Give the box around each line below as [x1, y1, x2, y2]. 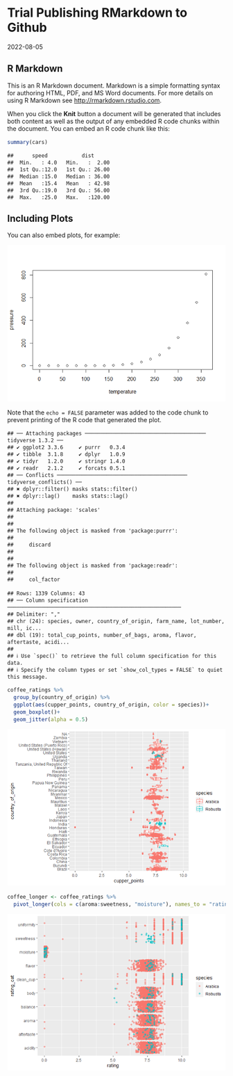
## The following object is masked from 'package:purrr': [7, 527, 178, 535]
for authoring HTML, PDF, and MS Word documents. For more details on [7, 88, 214, 97]
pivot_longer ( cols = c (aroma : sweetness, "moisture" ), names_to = [13, 901, 207, 908]
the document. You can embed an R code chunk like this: [7, 124, 170, 133]
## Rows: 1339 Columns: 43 [7, 590, 85, 597]
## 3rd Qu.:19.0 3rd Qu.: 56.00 [7, 186, 110, 194]
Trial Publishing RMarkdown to [7, 5, 188, 21]
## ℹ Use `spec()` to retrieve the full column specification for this [7, 652, 217, 660]
